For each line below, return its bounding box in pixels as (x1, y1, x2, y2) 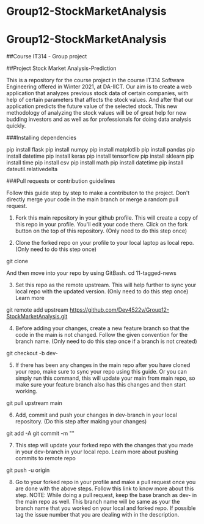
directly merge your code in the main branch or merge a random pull (6, 196, 178, 203)
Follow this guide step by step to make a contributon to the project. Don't (6, 189, 190, 197)
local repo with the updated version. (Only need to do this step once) (15, 288, 189, 295)
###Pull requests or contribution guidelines (6, 177, 115, 185)
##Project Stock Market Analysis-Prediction (6, 64, 117, 72)
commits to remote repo (15, 455, 76, 462)
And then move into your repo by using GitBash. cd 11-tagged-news (6, 269, 177, 277)
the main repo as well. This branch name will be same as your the (15, 498, 180, 506)
